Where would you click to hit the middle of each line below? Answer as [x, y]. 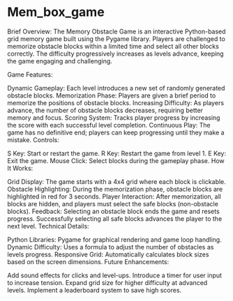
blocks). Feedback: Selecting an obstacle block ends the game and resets [113, 211]
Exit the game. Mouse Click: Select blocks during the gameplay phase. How [116, 160]
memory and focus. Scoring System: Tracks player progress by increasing [114, 117]
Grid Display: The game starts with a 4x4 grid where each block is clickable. [117, 181]
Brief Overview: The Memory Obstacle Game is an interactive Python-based [116, 31]
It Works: [20, 168]
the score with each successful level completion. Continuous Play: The [109, 125]
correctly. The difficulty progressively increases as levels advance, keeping [116, 54]
